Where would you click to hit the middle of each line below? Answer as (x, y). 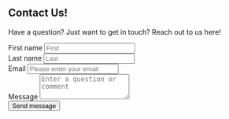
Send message (34, 106)
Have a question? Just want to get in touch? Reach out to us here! (115, 32)
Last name (25, 58)
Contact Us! (38, 13)
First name (26, 47)
